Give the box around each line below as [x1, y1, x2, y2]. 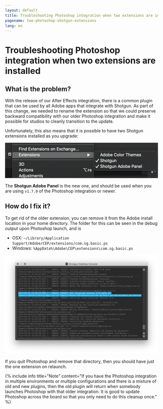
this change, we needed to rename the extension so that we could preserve [5, 108, 156, 114]
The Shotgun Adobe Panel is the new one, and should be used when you [5, 183, 152, 189]
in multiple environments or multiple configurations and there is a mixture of [5, 378, 157, 384]
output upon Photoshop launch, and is [5, 225, 81, 231]
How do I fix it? [5, 202, 51, 210]
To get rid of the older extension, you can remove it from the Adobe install [5, 215, 153, 221]
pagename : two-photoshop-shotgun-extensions [5, 18, 97, 23]
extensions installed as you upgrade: [5, 133, 79, 139]
